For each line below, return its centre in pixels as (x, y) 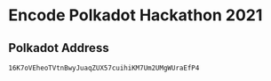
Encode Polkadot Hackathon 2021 (135, 15)
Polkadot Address (59, 48)
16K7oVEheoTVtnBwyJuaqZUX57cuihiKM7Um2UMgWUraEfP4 (104, 68)
